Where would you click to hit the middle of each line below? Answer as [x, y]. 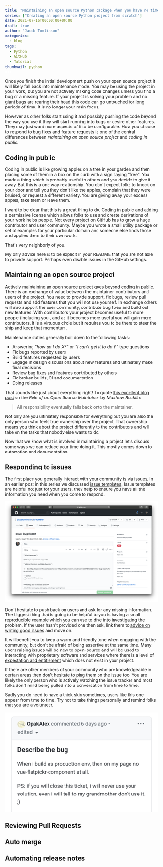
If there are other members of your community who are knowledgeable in [78, 669]
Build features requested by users [46, 357]
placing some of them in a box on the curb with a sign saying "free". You [77, 175]
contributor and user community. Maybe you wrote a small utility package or [81, 225]
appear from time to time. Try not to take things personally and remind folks [81, 700]
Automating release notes [45, 858]
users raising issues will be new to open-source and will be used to [72, 650]
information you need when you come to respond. [55, 494]
